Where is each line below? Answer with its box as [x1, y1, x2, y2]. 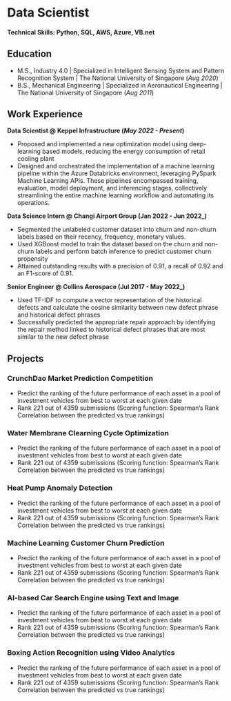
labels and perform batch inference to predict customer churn [35, 247, 212, 256]
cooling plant [17, 155, 54, 163]
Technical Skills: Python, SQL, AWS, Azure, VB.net [7, 28, 155, 36]
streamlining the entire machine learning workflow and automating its [17, 191, 214, 199]
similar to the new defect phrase [17, 333, 109, 341]
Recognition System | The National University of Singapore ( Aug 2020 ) [17, 74, 219, 82]
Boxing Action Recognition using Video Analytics [7, 648, 175, 658]
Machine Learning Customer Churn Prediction [7, 538, 165, 548]
